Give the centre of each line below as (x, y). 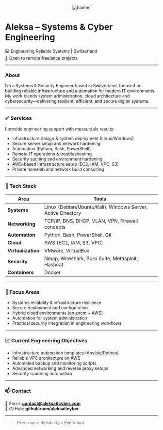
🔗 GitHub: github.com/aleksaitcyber (42, 408)
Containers (21, 272)
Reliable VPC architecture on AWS (46, 358)
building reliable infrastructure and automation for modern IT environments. (81, 91)
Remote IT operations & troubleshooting (52, 154)
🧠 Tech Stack (21, 186)
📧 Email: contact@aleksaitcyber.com (43, 403)
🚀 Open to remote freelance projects (41, 58)
